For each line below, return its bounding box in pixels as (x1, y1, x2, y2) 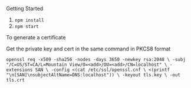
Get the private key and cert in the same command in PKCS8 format (6, 45, 171, 52)
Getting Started (6, 5, 44, 12)
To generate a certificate (6, 34, 66, 40)
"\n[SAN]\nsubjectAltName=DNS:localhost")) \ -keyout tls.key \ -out (6, 72, 181, 78)
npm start (14, 23, 39, 29)
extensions (6, 67, 33, 73)
